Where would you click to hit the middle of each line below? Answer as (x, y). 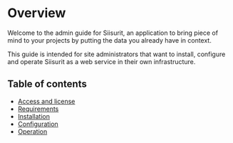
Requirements (38, 109)
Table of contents (47, 84)
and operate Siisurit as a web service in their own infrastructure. (102, 61)
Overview (37, 13)
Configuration (38, 124)
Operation (32, 131)
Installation (34, 116)
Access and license (46, 101)
